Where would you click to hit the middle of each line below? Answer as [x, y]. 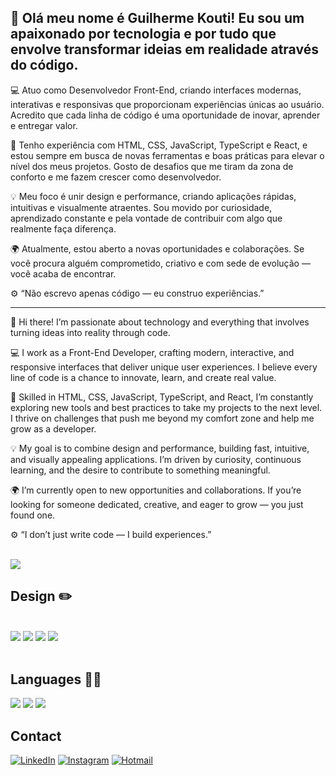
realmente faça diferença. [63, 228]
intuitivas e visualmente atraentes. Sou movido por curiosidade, [141, 207]
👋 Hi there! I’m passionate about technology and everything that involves [160, 322]
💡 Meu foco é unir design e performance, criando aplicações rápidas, [153, 196]
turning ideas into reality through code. [90, 332]
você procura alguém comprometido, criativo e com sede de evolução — [160, 263]
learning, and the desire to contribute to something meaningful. [140, 470]
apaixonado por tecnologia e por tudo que [143, 34]
